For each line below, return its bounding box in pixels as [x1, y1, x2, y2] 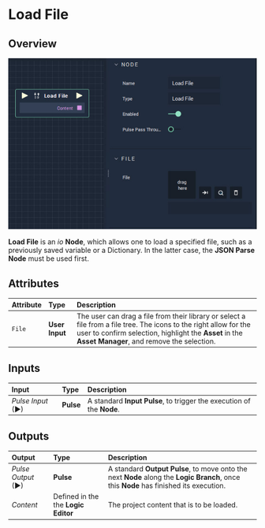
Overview [8, 37, 58, 50]
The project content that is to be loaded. [107, 500, 238, 510]
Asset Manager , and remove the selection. [76, 337, 216, 346]
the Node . [87, 404, 120, 414]
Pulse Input [11, 396, 49, 405]
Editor [53, 508, 73, 518]
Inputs [8, 361, 41, 375]
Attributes [8, 277, 59, 290]
